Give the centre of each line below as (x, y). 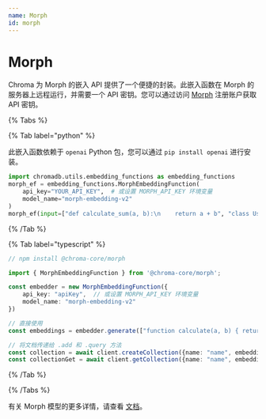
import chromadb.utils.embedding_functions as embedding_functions (122, 177)
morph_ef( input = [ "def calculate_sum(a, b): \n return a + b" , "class (129, 213)
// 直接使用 (26, 323)
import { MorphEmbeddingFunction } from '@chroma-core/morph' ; (115, 273)
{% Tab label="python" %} (52, 136)
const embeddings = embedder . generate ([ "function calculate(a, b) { (123, 330)
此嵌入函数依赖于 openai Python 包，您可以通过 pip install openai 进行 (126, 152)
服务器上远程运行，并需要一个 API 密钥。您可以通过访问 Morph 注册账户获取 (133, 95)
